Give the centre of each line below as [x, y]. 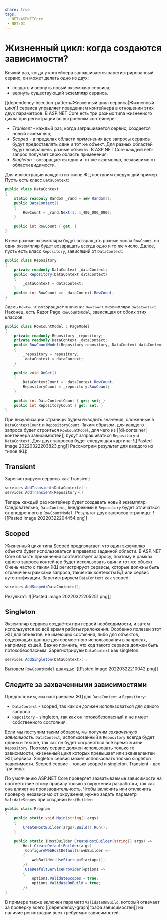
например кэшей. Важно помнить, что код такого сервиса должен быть [82, 645]
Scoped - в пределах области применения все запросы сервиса [81, 139]
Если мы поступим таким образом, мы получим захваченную [71, 732]
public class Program [28, 809]
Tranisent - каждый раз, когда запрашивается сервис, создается [81, 128]
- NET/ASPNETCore [25, 19]
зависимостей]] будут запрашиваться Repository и [85, 435]
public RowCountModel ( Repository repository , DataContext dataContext [89, 345]
